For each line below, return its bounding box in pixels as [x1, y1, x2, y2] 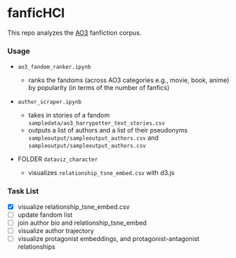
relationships [17, 242, 55, 251]
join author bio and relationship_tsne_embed [17, 218, 147, 227]
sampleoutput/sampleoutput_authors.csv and [28, 133, 159, 142]
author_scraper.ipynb [17, 99, 82, 106]
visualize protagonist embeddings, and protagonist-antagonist [17, 234, 200, 242]
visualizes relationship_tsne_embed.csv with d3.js [28, 169, 175, 177]
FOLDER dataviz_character [17, 155, 98, 164]
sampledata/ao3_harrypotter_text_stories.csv [28, 120, 165, 127]
